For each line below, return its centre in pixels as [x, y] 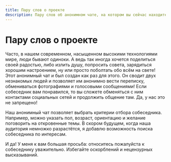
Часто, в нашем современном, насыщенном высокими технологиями [81, 54]
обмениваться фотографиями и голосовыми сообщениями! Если [76, 87]
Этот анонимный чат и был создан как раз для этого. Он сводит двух [81, 76]
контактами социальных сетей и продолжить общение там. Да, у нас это [85, 97]
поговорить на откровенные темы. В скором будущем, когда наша [78, 123]
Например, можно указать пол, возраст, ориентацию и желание [76, 118]
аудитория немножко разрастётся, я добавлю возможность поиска [79, 129]
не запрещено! [21, 103]
